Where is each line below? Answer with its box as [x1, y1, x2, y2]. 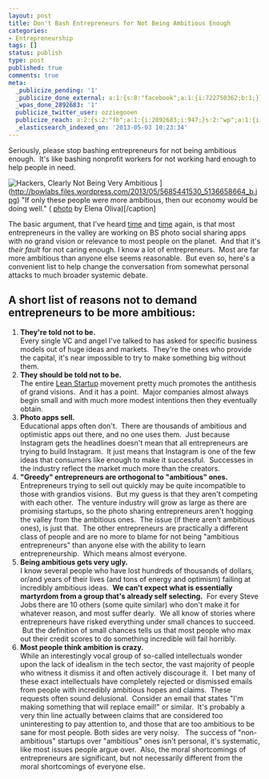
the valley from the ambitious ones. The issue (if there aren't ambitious [19, 515, 255, 524]
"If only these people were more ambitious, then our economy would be [21, 195, 259, 204]
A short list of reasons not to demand [8, 293, 198, 307]
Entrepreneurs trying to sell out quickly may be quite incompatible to [19, 480, 246, 490]
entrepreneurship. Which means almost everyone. [19, 548, 187, 558]
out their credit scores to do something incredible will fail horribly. [19, 634, 237, 644]
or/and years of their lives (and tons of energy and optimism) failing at [19, 574, 251, 583]
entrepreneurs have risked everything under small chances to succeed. [19, 616, 256, 626]
